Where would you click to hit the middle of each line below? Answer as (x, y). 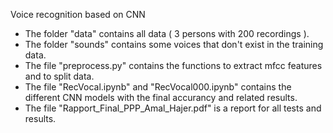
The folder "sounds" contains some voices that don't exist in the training (174, 44)
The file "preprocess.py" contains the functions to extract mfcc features (173, 65)
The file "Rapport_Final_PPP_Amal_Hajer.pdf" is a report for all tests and (173, 108)
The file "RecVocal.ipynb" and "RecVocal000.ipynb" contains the (158, 87)
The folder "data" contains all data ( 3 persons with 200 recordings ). (167, 33)
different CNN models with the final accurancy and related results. (161, 97)
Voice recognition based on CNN (78, 14)
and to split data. (59, 76)
